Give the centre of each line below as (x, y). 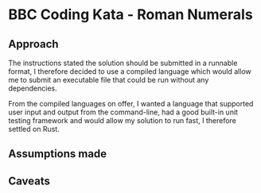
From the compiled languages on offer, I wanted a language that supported (131, 104)
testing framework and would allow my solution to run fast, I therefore (123, 120)
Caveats (29, 181)
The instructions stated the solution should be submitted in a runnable (123, 63)
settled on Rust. (34, 129)
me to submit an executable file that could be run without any (109, 80)
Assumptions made (58, 154)
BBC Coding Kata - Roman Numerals (130, 15)
